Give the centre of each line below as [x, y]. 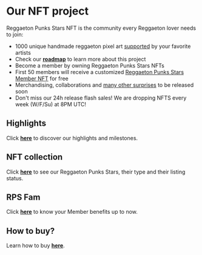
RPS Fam [23, 197]
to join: [15, 34]
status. [15, 178]
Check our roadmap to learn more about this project [80, 59]
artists [23, 52]
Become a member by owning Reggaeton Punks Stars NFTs [90, 66]
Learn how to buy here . [35, 246]
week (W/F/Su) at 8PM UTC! [51, 104]
